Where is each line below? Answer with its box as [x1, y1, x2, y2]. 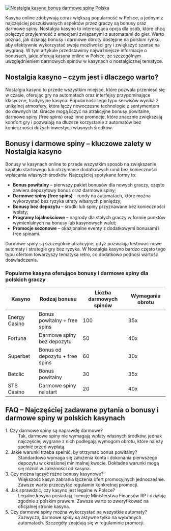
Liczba [95, 289, 111, 296]
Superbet [8, 353, 31, 360]
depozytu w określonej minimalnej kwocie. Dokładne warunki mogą [18, 460, 159, 466]
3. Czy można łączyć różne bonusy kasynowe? [5, 471, 104, 477]
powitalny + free [39, 317, 78, 324]
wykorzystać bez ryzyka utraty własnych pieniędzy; [12, 198, 122, 204]
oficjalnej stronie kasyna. [18, 503, 70, 510]
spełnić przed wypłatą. [18, 444, 66, 450]
